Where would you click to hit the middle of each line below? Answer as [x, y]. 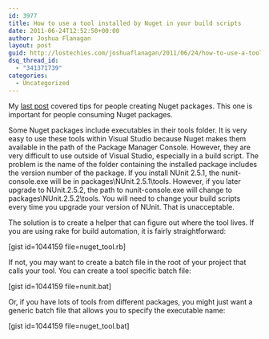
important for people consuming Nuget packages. [91, 114]
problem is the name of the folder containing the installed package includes [133, 164]
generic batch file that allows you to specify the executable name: [117, 310]
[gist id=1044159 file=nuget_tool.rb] [67, 247]
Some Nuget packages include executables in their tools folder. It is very [128, 130]
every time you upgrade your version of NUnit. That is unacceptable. [121, 206]
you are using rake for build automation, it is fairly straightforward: [117, 231]
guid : [17, 53]
